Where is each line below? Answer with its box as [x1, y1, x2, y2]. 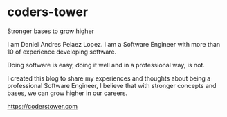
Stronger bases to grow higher [7, 27, 95, 35]
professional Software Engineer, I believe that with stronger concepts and [7, 81, 217, 89]
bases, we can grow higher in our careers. [7, 89, 128, 97]
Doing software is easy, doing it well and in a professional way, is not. [7, 61, 206, 69]
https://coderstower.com [7, 102, 78, 110]
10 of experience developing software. [7, 47, 117, 56]
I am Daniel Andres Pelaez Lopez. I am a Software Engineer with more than [7, 40, 221, 48]
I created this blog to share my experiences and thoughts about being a [7, 74, 211, 83]
